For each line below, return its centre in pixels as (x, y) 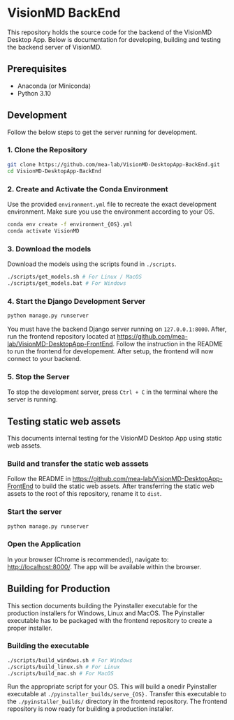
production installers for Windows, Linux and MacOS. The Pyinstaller (106, 613)
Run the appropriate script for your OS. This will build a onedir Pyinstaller (112, 686)
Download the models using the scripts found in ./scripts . (92, 264)
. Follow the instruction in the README (168, 344)
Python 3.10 (34, 93)
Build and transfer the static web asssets (78, 464)
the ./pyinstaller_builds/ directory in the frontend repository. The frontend (117, 701)
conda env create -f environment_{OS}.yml (70, 224)
